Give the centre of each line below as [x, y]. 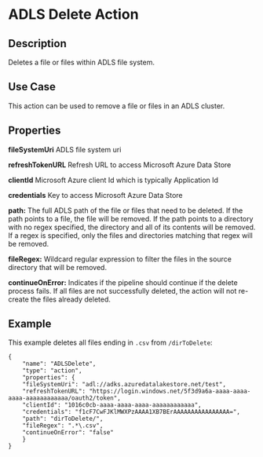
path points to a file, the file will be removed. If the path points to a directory [131, 218]
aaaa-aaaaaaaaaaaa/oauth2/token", [65, 398]
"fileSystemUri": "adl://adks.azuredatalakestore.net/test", [124, 385]
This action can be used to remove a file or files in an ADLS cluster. [117, 106]
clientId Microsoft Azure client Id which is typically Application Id [113, 180]
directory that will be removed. [58, 267]
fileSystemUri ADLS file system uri [65, 149]
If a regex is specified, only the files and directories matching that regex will [130, 235]
